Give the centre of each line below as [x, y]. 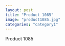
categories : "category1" [32, 24]
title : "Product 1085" [29, 15]
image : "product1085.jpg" [33, 19]
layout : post [19, 10]
